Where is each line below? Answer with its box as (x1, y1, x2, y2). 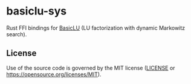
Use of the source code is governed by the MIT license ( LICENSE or (6, 64, 175, 71)
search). (6, 30, 27, 37)
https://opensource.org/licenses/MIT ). (6, 71, 102, 78)
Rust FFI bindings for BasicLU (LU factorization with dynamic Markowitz (6, 24, 186, 31)
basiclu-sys (6, 4, 67, 18)
